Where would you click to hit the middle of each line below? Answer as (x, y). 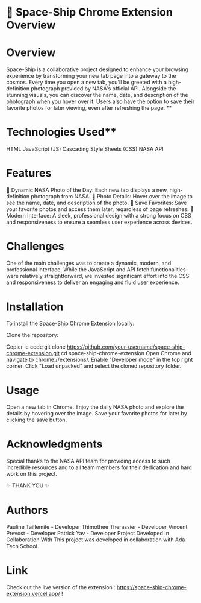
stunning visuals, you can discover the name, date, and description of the (97, 95)
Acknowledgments (55, 444)
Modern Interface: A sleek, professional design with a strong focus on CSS (99, 216)
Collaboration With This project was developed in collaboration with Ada (96, 540)
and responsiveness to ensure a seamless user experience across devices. (99, 222)
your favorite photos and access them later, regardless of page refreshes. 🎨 (100, 209)
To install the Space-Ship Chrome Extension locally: (70, 323)
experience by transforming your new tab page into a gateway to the (91, 76)
